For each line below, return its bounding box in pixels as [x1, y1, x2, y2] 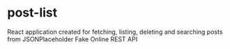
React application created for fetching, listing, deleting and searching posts [7, 28, 223, 36]
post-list [7, 5, 58, 21]
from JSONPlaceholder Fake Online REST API [7, 35, 138, 43]
